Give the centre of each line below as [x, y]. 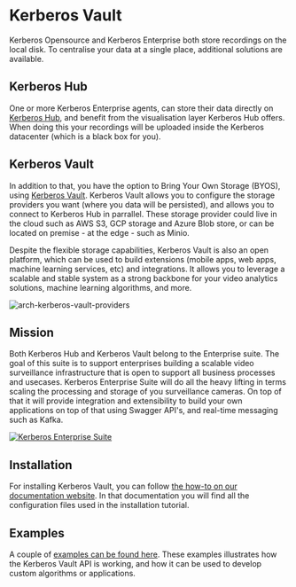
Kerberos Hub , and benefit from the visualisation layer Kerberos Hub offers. [147, 117]
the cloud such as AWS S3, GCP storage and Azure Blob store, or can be [142, 223]
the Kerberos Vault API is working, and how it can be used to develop [136, 564]
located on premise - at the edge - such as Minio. [100, 232]
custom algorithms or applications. [72, 573]
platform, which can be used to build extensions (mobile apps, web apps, [143, 259]
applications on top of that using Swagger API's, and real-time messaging [144, 411]
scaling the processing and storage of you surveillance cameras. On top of [145, 392]
